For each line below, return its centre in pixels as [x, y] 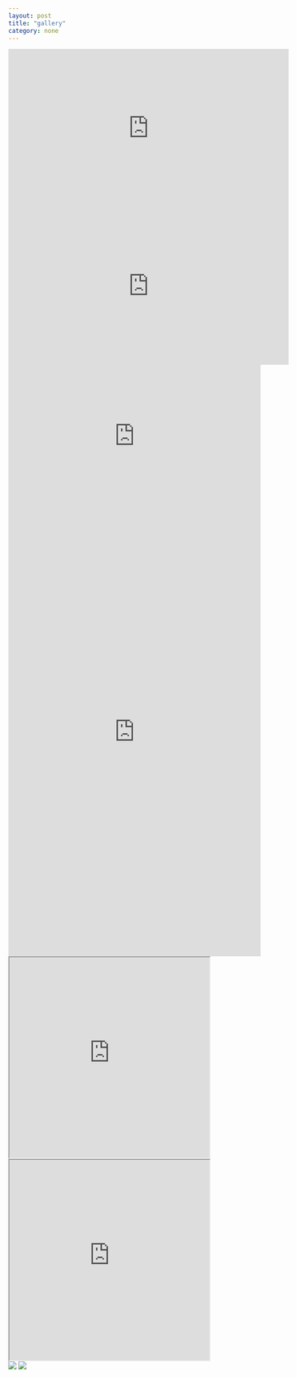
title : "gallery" [37, 23]
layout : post [30, 16]
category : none [34, 30]
